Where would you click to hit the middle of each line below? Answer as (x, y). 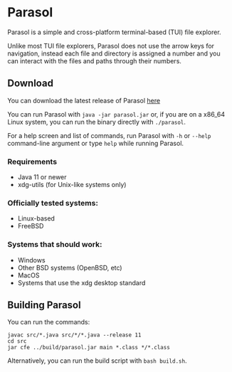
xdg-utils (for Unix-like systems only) (72, 185)
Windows (31, 260)
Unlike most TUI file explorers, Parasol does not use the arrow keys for (111, 46)
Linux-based (36, 218)
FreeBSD (31, 226)
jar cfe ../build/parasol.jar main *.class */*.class (89, 348)
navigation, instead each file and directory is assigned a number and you (114, 53)
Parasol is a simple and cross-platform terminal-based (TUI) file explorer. (115, 32)
